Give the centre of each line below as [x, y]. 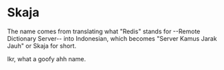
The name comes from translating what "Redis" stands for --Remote [104, 31]
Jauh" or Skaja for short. [42, 46]
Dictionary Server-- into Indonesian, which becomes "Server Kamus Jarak [112, 38]
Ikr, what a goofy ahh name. [47, 58]
